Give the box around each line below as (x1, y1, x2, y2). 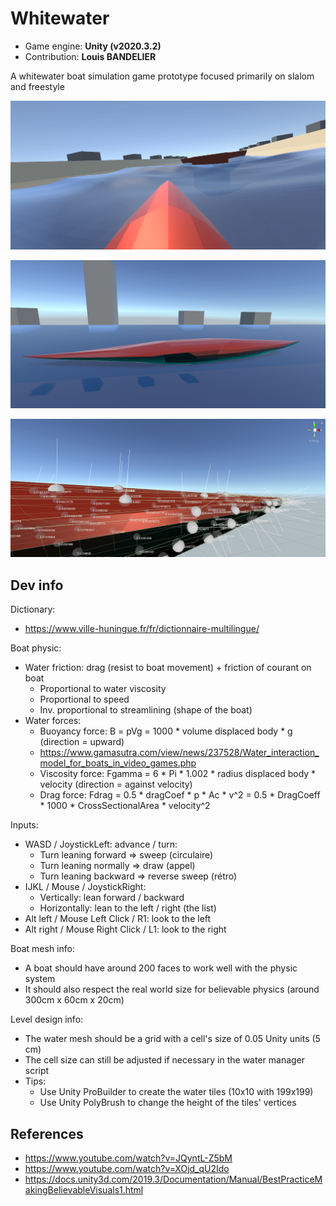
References (10, 1125, 84, 1142)
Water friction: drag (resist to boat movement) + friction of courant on (24, 662, 312, 674)
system (24, 973, 56, 985)
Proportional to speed (39, 693, 130, 706)
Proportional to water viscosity (39, 683, 167, 695)
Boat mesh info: (10, 943, 75, 955)
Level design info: (10, 1013, 84, 1026)
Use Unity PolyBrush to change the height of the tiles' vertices (39, 1097, 297, 1109)
